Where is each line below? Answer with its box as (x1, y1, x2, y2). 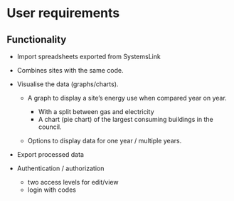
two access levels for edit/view (27, 178, 119, 186)
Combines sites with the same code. (16, 66, 124, 74)
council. (38, 123, 62, 131)
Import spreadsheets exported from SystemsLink (16, 52, 161, 61)
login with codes (27, 185, 76, 194)
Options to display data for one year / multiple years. (27, 137, 182, 145)
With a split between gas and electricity (38, 108, 154, 115)
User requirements (6, 5, 120, 21)
